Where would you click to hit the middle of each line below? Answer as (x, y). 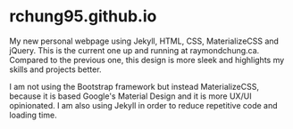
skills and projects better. (55, 69)
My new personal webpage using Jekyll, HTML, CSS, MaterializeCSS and (144, 41)
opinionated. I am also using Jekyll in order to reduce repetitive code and (144, 105)
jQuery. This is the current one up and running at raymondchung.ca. (134, 50)
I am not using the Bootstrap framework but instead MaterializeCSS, (134, 86)
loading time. (33, 115)
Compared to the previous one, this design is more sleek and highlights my (147, 60)
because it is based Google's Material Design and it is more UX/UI (130, 96)
